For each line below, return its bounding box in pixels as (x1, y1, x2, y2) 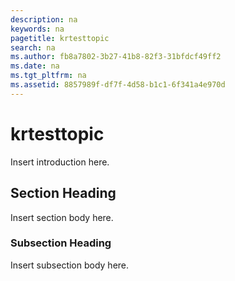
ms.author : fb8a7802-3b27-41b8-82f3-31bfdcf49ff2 (10, 52, 222, 62)
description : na (10, 14, 78, 25)
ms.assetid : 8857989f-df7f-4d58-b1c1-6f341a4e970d (10, 80, 226, 90)
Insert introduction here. (10, 156, 110, 168)
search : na (10, 42, 56, 53)
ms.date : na (10, 61, 60, 71)
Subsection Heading (10, 236, 112, 250)
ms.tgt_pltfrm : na (10, 71, 87, 81)
